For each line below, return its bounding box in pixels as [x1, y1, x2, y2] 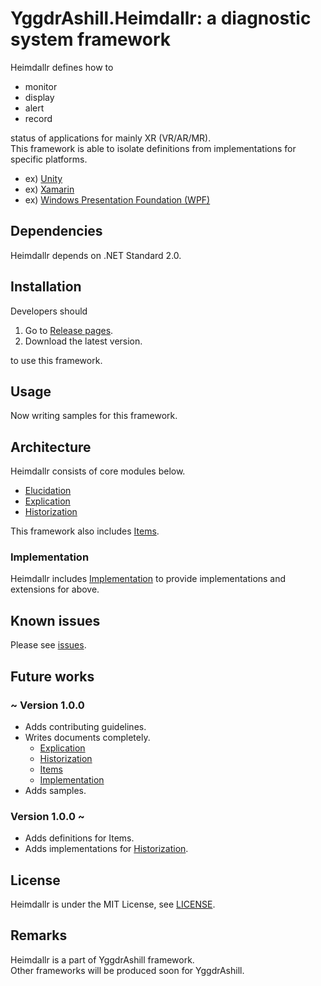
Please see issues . [10, 639, 87, 651]
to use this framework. [10, 354, 103, 366]
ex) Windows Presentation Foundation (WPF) [24, 193, 211, 206]
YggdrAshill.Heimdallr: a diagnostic [10, 7, 312, 30]
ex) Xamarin [24, 183, 75, 195]
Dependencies [10, 223, 103, 240]
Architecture [10, 438, 92, 456]
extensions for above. [10, 583, 100, 596]
